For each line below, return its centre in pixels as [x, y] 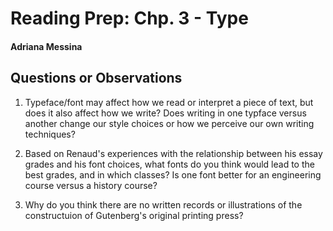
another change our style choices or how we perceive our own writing [169, 123]
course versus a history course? [91, 185]
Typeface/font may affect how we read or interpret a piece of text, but [169, 102]
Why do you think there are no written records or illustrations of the [163, 204]
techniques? [50, 134]
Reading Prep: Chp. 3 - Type [129, 18]
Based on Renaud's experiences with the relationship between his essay [173, 153]
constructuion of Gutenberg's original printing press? [134, 215]
